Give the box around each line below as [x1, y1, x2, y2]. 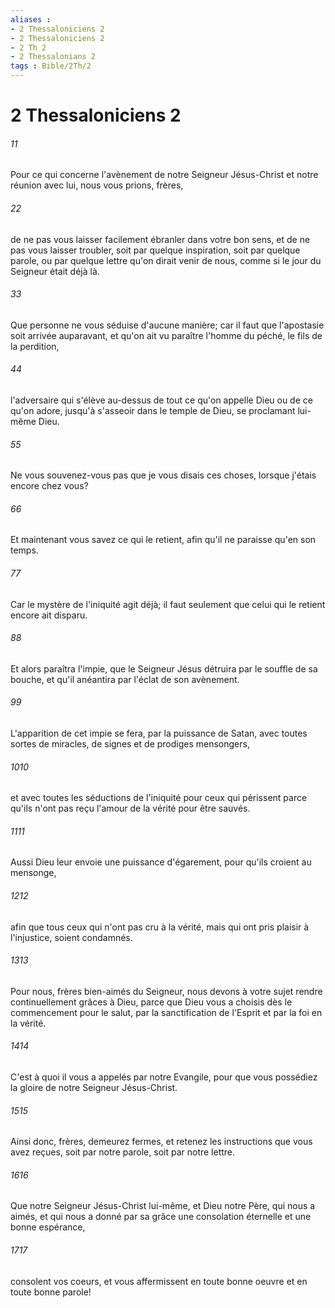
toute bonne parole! [10, 1286, 92, 1298]
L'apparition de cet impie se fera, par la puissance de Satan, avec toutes [10, 727, 308, 740]
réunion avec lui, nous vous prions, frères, [10, 179, 184, 191]
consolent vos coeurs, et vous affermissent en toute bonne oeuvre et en [10, 1275, 308, 1287]
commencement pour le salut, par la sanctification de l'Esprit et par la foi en [10, 1006, 323, 1018]
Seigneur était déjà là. [10, 265, 100, 277]
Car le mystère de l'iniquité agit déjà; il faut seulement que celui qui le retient [10, 598, 326, 610]
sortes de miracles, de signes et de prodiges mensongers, [10, 738, 250, 750]
